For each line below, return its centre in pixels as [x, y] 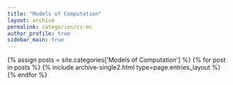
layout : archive [31, 20]
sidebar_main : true [36, 40]
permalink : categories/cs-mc [50, 27]
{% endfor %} [27, 75]
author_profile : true [39, 33]
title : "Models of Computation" [54, 14]
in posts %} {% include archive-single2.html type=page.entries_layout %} [114, 67]
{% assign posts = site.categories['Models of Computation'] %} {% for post [116, 60]
